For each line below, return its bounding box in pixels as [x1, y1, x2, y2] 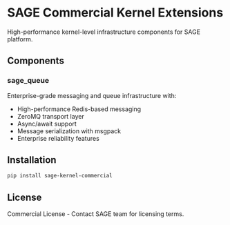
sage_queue [7, 76, 50, 86]
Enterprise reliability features [17, 134, 100, 142]
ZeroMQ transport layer [17, 112, 84, 120]
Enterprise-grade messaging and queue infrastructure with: [7, 91, 177, 99]
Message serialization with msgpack [17, 126, 122, 135]
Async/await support [17, 119, 77, 128]
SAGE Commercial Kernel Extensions [7, 5, 224, 21]
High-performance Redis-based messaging [17, 105, 142, 113]
